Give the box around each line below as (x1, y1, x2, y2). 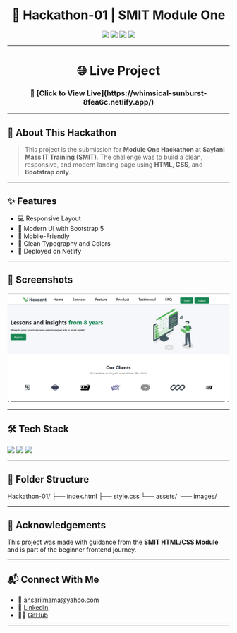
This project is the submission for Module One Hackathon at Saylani (24, 146, 225, 154)
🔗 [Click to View (30, 88, 86, 98)
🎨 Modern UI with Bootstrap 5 (17, 225, 104, 233)
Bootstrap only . (24, 168, 71, 177)
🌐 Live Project (76, 63, 161, 79)
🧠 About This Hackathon (7, 126, 117, 138)
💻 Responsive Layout (17, 214, 81, 223)
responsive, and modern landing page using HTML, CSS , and (24, 160, 203, 169)
